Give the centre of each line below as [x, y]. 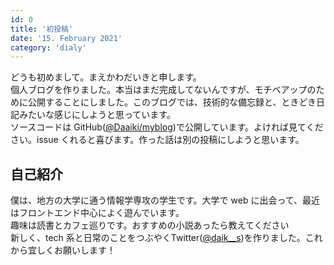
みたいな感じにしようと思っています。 [97, 115]
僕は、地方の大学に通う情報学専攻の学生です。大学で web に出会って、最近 [165, 200]
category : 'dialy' [48, 47]
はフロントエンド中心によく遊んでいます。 [97, 213]
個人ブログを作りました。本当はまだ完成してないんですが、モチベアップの [163, 90]
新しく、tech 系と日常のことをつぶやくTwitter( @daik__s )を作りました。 [158, 238]
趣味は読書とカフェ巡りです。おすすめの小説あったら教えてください [150, 225]
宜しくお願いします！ [71, 250]
